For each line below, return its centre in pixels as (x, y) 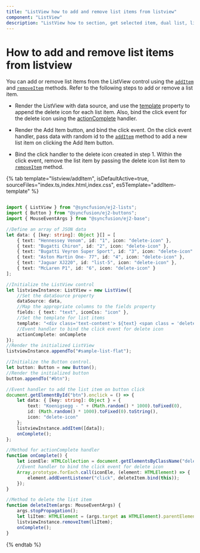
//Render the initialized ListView (50, 346)
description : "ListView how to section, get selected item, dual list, (97, 23)
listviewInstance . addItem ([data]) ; (61, 428)
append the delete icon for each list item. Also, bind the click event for (101, 112)
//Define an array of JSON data (46, 229)
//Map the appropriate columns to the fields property (86, 307)
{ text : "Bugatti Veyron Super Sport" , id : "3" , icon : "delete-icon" (105, 251)
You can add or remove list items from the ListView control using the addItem (100, 82)
